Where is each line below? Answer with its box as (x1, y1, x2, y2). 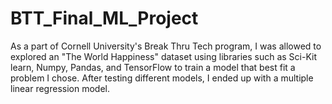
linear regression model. (10, 82, 110, 94)
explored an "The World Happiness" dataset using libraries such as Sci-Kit (10, 50, 318, 62)
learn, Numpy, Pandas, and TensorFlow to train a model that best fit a (10, 61, 296, 73)
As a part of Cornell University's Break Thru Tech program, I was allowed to (10, 40, 322, 52)
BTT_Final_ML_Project (10, 7, 199, 30)
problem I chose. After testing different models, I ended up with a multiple (10, 72, 314, 84)
